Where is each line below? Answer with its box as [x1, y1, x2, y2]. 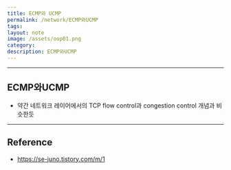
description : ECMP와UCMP [7, 49, 77, 56]
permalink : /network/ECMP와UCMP [7, 16, 98, 23]
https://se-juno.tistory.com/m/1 [16, 155, 105, 163]
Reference [7, 136, 53, 148]
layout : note [7, 29, 45, 36]
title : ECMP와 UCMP [7, 10, 62, 17]
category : [7, 42, 36, 49]
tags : [7, 23, 23, 29]
